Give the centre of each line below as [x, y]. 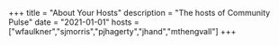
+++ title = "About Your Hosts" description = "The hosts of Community [139, 13]
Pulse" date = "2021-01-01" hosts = [74, 22]
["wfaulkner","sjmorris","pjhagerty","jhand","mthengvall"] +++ [122, 31]
